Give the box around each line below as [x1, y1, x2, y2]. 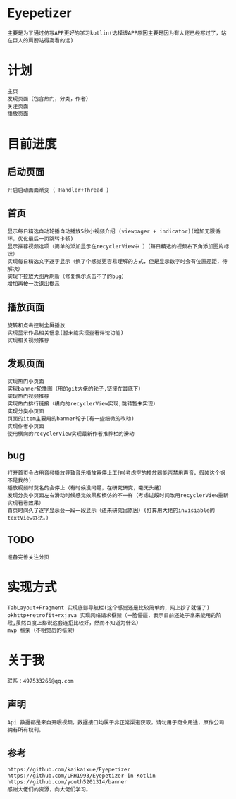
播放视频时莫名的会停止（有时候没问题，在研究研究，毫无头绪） [7, 484, 165, 492]
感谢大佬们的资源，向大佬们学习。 [7, 786, 92, 793]
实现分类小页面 [7, 408, 44, 415]
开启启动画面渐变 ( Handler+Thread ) [7, 186, 110, 193]
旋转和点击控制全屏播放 [7, 322, 66, 329]
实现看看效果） [7, 499, 44, 507]
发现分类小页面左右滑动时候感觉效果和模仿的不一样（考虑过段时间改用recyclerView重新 [7, 492, 229, 499]
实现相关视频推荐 [7, 336, 50, 343]
